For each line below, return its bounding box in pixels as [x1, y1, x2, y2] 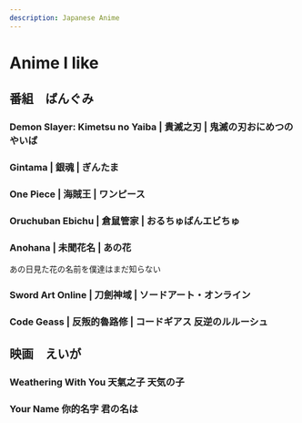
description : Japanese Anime [9, 13, 120, 23]
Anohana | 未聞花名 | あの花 [9, 241, 132, 253]
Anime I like [9, 52, 99, 73]
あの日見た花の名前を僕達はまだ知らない [9, 263, 161, 274]
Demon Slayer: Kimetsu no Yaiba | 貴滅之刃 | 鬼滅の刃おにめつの [9, 120, 294, 133]
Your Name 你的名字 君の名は [9, 403, 139, 416]
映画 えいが [9, 346, 82, 362]
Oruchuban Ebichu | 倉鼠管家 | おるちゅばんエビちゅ [9, 214, 240, 227]
